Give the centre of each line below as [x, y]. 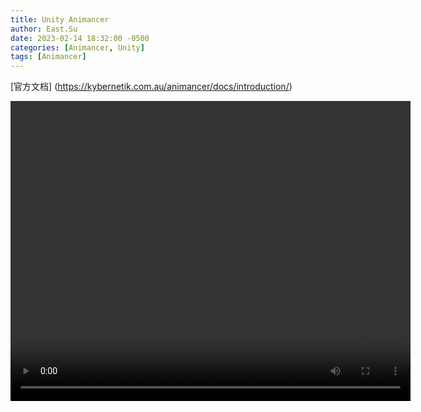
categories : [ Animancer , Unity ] [77, 47]
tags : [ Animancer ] [48, 57]
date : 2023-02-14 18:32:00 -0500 [80, 38]
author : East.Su [44, 29]
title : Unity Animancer [60, 19]
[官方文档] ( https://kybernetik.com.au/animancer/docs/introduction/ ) [151, 87]
